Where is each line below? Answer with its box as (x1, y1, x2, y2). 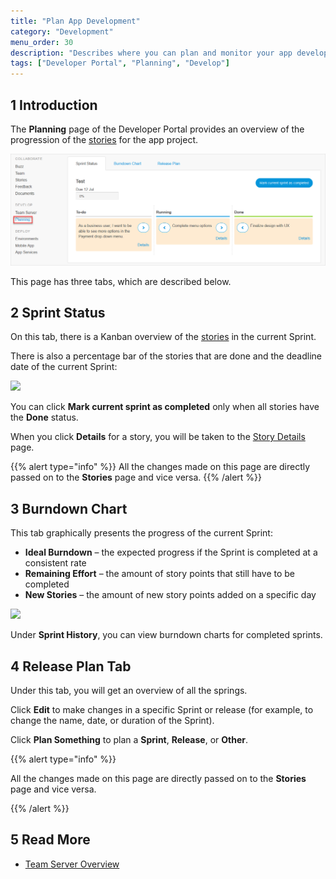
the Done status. (10, 411, 79, 424)
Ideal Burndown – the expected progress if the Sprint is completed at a (24, 546, 318, 559)
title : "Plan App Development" (10, 16, 141, 26)
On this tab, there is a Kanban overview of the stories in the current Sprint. (10, 331, 317, 343)
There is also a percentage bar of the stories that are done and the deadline (10, 350, 322, 362)
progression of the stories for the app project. (10, 133, 199, 145)
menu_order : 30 (10, 37, 74, 47)
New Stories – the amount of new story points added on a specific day (24, 589, 317, 601)
